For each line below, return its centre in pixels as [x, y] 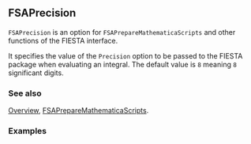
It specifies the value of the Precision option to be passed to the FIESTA [126, 55]
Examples [28, 131]
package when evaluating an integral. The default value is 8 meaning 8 [122, 64]
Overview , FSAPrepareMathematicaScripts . [79, 110]
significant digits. [36, 73]
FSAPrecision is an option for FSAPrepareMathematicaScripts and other [122, 32]
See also [25, 93]
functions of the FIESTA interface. [63, 40]
